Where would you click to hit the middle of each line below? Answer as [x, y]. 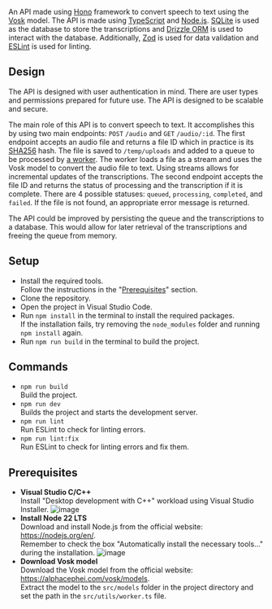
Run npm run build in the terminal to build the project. [110, 341]
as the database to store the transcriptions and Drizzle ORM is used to [126, 29]
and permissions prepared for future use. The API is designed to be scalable [136, 100]
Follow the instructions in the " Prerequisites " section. [109, 289]
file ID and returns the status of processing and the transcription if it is [126, 185]
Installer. [35, 510]
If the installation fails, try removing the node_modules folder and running [140, 324]
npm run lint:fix [50, 439]
